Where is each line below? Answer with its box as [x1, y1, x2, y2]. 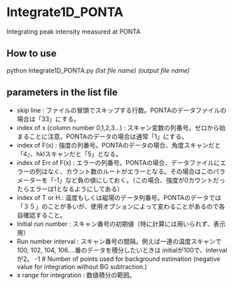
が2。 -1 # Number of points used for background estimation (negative [16, 255, 221, 263]
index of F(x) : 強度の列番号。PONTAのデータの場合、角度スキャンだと [16, 141, 221, 149]
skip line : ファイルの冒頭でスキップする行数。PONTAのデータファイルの [16, 106, 227, 114]
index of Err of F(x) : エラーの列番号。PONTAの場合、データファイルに [16, 158, 221, 166]
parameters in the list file [6, 87, 118, 99]
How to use [6, 48, 57, 59]
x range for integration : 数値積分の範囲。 [16, 271, 136, 279]
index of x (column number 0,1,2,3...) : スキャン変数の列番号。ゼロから [16, 123, 220, 131]
